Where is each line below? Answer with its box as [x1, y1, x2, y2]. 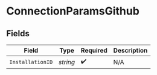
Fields [6, 28, 30, 39]
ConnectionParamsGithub [6, 4, 140, 18]
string [58, 57, 75, 66]
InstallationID [9, 59, 53, 65]
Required [80, 47, 107, 54]
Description [113, 47, 148, 54]
